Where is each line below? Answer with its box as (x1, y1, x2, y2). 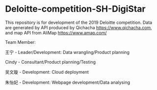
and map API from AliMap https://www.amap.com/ (5, 30, 107, 36)
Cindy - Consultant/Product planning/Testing (5, 59, 96, 65)
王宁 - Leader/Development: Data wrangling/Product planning (5, 49, 130, 55)
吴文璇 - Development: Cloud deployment (5, 69, 89, 75)
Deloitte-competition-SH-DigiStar (5, 3, 146, 15)
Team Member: (5, 39, 36, 45)
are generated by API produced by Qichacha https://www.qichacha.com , (5, 24, 152, 30)
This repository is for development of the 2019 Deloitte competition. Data (5, 19, 153, 25)
